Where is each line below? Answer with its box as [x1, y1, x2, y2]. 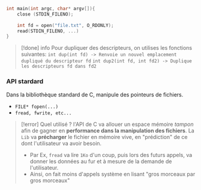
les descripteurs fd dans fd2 [20, 64, 97, 70]
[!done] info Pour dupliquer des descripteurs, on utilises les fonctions [20, 44, 193, 52]
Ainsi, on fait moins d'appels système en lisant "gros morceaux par [29, 170, 196, 177]
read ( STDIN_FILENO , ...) [17, 28, 79, 34]
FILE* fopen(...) [14, 104, 59, 110]
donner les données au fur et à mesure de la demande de [29, 158, 172, 165]
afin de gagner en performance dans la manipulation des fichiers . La [20, 126, 195, 134]
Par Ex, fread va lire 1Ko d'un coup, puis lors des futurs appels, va [29, 151, 193, 158]
